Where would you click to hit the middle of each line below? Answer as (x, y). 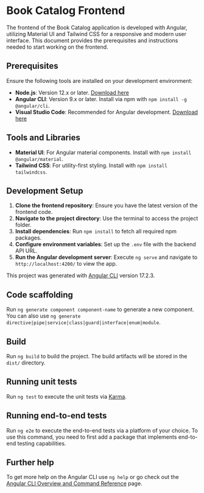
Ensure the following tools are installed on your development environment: (100, 80)
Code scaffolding (40, 295)
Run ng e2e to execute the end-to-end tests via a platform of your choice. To (102, 430)
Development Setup (45, 190)
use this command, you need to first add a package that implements (92, 437)
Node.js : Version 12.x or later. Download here (72, 93)
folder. (23, 225)
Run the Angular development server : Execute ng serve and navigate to (106, 257)
